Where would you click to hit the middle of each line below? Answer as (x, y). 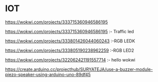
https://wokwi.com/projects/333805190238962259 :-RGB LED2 (69, 50)
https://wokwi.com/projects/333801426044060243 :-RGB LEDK (70, 41)
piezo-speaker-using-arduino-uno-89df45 (48, 74)
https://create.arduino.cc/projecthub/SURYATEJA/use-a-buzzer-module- (79, 69)
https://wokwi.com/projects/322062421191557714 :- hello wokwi (70, 60)
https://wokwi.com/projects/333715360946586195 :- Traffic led (69, 31)
